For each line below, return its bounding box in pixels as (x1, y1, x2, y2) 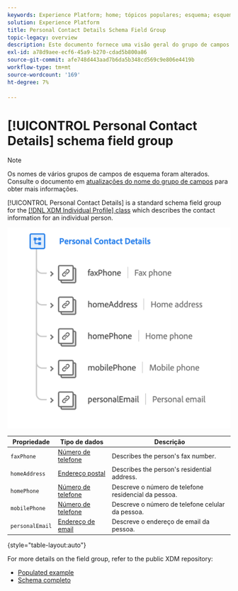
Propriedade (12, 437, 50, 446)
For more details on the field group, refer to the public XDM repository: (7, 554, 214, 563)
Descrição (154, 437, 186, 446)
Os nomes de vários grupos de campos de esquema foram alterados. (7, 170, 210, 179)
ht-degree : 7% (7, 79, 50, 86)
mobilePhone (10, 505, 46, 512)
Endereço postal (57, 468, 106, 478)
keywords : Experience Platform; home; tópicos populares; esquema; (7, 11, 211, 18)
